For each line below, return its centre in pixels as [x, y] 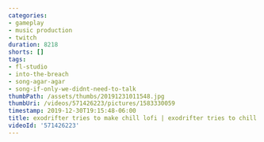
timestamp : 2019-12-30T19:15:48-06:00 [72, 111]
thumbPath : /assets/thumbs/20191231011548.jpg [86, 96]
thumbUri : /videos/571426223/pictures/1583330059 [92, 103]
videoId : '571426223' [44, 125]
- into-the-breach [38, 74]
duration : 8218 [33, 45]
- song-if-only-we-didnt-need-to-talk [72, 89]
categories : [28, 15]
